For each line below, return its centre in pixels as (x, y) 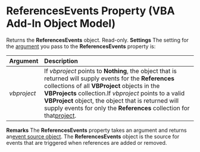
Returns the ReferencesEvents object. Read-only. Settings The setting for (98, 40)
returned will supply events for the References (109, 78)
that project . (60, 115)
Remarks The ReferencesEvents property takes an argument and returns (96, 130)
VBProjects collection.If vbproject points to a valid (115, 93)
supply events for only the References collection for (117, 108)
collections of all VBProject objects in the (102, 85)
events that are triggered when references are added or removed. (87, 142)
